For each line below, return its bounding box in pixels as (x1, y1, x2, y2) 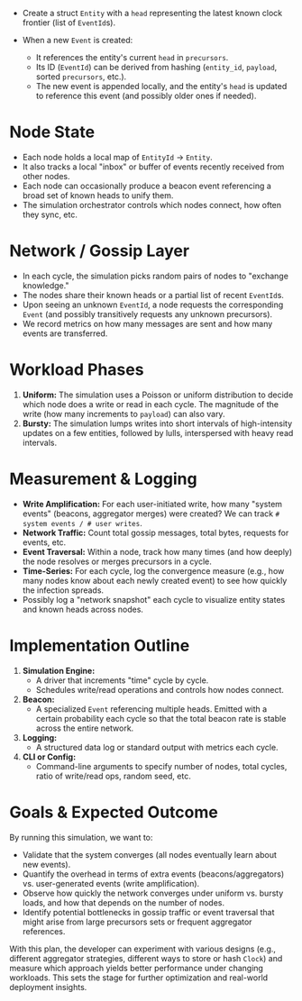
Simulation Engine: (22, 665, 96, 676)
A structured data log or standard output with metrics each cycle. (35, 742, 279, 752)
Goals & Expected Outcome (9, 802, 218, 823)
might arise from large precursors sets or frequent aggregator (22, 916, 252, 927)
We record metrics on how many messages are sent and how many (22, 318, 273, 329)
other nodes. (22, 170, 70, 181)
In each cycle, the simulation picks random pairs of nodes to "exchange (22, 270, 288, 281)
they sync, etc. (22, 209, 78, 220)
